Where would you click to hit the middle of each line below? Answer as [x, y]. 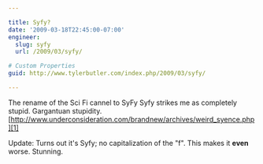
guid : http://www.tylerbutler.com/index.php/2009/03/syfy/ [107, 73]
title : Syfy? [30, 22]
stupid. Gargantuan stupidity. [55, 110]
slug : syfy [33, 44]
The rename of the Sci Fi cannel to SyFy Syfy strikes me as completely [123, 102]
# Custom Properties [42, 66]
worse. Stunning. [36, 151]
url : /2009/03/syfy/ [49, 52]
